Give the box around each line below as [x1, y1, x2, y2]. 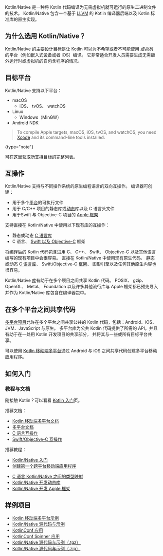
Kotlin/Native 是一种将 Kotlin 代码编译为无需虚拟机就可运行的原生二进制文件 [5, 4, 157, 10]
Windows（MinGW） [19, 114, 62, 120]
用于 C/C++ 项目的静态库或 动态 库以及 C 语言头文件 [12, 206, 115, 212]
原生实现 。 [18, 17, 39, 22]
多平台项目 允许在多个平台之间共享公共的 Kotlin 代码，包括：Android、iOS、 [5, 319, 157, 325]
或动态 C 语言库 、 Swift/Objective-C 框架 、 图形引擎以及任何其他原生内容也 [5, 261, 157, 267]
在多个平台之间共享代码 [5, 305, 75, 314]
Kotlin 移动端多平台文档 [12, 418, 59, 424]
